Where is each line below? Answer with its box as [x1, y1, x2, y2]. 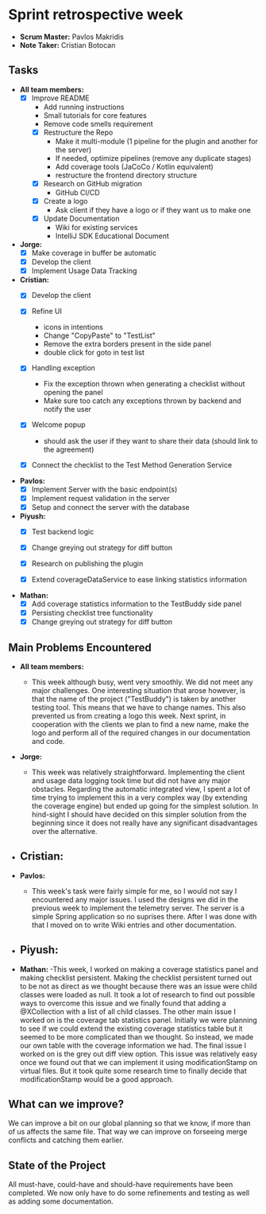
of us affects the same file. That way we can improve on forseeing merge [8, 1127, 248, 1137]
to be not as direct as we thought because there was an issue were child [19, 981, 257, 991]
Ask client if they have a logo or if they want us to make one [55, 206, 252, 214]
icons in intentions [43, 323, 103, 332]
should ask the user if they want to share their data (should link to [43, 436, 258, 445]
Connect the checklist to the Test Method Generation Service [31, 460, 233, 469]
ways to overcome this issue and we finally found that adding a [19, 998, 226, 1008]
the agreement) [43, 444, 94, 454]
